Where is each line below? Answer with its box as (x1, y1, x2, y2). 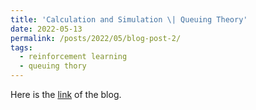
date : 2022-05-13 (10, 24, 83, 34)
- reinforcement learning (19, 52, 128, 62)
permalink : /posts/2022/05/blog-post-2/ (10, 33, 182, 43)
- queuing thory (19, 61, 87, 71)
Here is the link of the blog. (10, 89, 122, 100)
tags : (10, 42, 33, 53)
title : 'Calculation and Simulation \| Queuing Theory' (10, 14, 248, 25)
